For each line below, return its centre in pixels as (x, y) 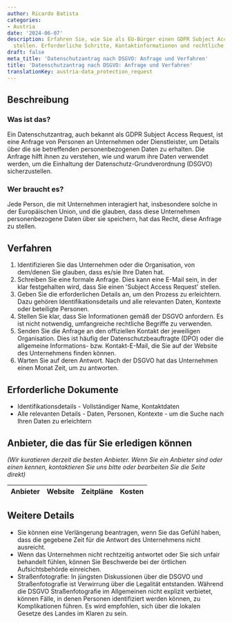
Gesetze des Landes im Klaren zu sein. (72, 613)
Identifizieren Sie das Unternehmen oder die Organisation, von (106, 265)
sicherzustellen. (30, 171)
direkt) (17, 474)
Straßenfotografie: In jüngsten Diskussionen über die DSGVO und (110, 577)
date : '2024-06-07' (35, 33)
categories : (24, 20)
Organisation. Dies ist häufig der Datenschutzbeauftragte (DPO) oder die (120, 339)
